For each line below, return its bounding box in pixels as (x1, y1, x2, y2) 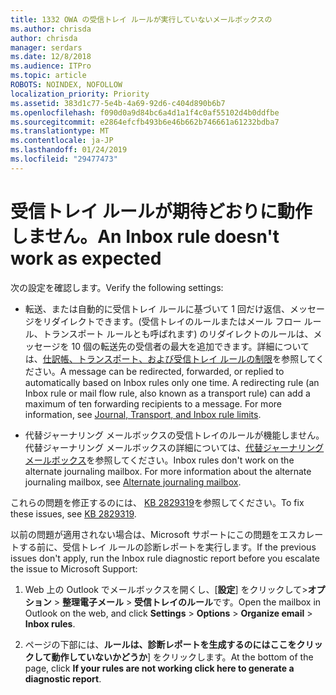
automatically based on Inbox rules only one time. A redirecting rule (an (24, 376, 320, 388)
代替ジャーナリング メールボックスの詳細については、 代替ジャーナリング (24, 441, 325, 453)
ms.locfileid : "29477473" (10, 154, 118, 164)
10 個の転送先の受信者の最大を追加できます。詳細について (71, 340, 310, 352)
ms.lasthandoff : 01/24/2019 (10, 145, 128, 155)
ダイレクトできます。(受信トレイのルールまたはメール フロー (51, 315, 302, 327)
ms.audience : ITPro (10, 61, 92, 71)
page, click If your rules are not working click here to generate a (24, 662, 295, 674)
